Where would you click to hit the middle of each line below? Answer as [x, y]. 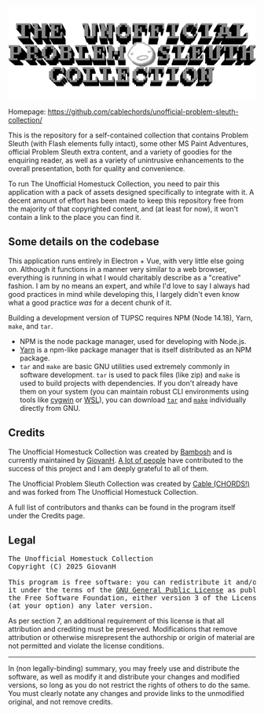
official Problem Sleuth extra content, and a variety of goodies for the [120, 152]
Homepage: [27, 112]
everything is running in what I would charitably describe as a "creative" [125, 277]
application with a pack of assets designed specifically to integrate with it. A [131, 192]
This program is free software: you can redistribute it [120, 582]
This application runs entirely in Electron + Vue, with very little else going [126, 261]
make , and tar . [31, 326]
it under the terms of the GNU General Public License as [122, 590]
